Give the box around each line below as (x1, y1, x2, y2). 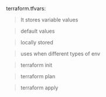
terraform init (20, 61, 53, 68)
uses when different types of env (20, 50, 101, 57)
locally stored (20, 39, 54, 46)
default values (20, 27, 55, 34)
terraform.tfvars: (6, 5, 46, 12)
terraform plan (20, 73, 56, 79)
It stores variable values (20, 16, 78, 23)
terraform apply (20, 84, 59, 91)
